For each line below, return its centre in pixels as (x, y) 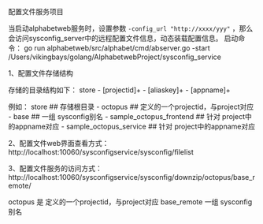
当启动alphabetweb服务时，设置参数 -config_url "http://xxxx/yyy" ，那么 (131, 28)
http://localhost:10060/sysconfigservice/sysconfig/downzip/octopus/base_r (132, 177)
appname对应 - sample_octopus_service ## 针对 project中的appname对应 (135, 126)
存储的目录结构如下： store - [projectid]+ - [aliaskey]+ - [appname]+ (119, 90)
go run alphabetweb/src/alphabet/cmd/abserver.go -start (117, 48)
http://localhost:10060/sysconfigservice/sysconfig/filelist (101, 152)
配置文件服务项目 (36, 11)
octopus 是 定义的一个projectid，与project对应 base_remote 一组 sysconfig (130, 202)
